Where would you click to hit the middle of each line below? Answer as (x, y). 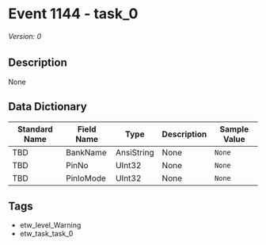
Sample (234, 129)
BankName (86, 152)
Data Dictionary (47, 107)
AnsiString (135, 152)
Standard (35, 129)
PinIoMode (86, 178)
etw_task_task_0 (46, 234)
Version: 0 (25, 36)
